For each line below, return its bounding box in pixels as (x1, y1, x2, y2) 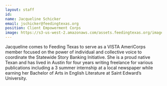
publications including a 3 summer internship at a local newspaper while (5, 65, 153, 71)
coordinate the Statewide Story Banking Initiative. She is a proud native (5, 54, 151, 60)
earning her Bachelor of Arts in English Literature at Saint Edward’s (5, 70, 142, 76)
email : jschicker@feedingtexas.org (5, 21, 79, 26)
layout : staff (5, 7, 35, 12)
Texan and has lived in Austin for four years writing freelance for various (5, 60, 153, 65)
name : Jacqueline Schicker (5, 16, 61, 21)
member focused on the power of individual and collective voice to (5, 49, 142, 55)
